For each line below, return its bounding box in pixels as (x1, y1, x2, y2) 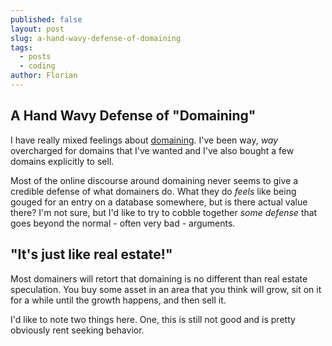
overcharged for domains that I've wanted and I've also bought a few (10, 144, 295, 156)
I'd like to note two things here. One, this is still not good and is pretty (10, 313, 296, 325)
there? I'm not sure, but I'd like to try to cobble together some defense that (10, 206, 318, 218)
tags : (10, 42, 33, 53)
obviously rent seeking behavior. (10, 324, 145, 336)
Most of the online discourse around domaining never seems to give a (10, 174, 299, 186)
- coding (19, 61, 56, 71)
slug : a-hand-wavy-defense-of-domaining (10, 33, 182, 43)
